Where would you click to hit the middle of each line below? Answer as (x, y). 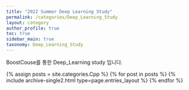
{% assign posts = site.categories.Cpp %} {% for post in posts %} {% (91, 74)
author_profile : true (33, 28)
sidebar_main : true (30, 39)
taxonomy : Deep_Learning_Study (45, 45)
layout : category (28, 22)
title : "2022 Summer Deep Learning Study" (59, 12)
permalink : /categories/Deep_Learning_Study (62, 17)
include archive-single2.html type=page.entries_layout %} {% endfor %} (95, 80)
